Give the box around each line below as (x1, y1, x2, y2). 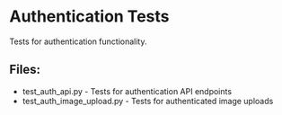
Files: (9, 62, 40, 77)
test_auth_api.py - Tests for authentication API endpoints (22, 85, 232, 96)
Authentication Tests (9, 6, 170, 27)
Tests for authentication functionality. (9, 36, 147, 47)
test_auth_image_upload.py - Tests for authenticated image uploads (22, 95, 274, 106)
